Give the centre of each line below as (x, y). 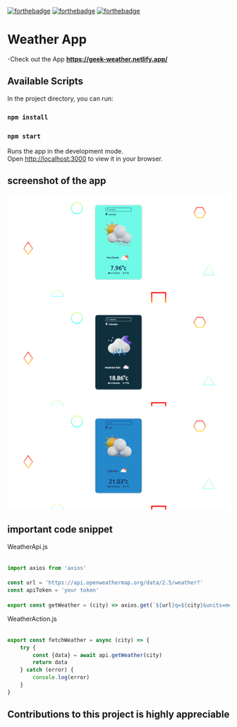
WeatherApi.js (28, 546)
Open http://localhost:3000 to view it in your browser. (85, 159)
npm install (28, 117)
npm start (24, 136)
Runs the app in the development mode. (65, 151)
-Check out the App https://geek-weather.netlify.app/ (87, 59)
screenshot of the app (57, 181)
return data (50, 663)
